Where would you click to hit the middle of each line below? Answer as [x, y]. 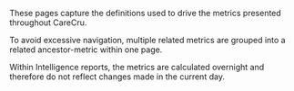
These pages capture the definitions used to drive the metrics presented [146, 13]
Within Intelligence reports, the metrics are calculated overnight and [137, 67]
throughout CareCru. [48, 23]
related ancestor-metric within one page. [86, 50]
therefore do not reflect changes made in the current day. [117, 77]
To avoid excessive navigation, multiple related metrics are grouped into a [147, 40]
